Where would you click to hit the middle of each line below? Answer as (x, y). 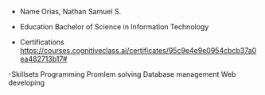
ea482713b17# (43, 59)
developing (27, 83)
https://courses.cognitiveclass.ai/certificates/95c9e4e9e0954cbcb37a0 (138, 50)
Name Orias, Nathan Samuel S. (70, 11)
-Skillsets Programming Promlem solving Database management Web (122, 74)
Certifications (42, 42)
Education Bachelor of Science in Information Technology (114, 27)
